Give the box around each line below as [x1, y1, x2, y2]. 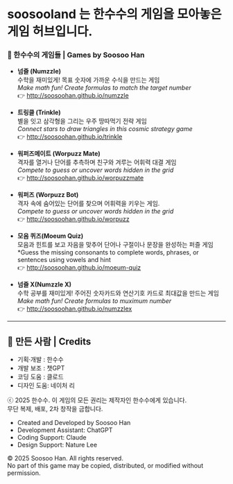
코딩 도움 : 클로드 [17, 372, 64, 381]
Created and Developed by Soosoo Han [17, 419, 131, 427]
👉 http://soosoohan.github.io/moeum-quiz [17, 263, 141, 272]
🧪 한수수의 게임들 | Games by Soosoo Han [7, 50, 145, 60]
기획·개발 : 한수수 [17, 355, 64, 364]
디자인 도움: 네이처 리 [17, 381, 75, 390]
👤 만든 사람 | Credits [7, 336, 92, 347]
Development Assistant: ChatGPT [17, 426, 113, 434]
